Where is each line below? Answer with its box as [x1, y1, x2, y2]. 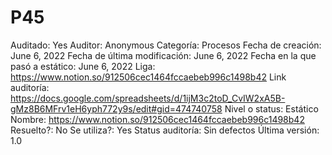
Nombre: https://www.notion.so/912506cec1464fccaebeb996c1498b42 [10, 113, 305, 125]
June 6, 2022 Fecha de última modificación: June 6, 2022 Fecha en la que [10, 49, 317, 61]
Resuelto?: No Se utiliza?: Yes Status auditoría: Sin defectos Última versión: [10, 124, 320, 136]
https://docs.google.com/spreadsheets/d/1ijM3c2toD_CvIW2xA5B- [10, 92, 286, 104]
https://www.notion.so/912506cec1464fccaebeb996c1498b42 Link [10, 71, 287, 83]
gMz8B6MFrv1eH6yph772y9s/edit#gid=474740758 [10, 102, 223, 115]
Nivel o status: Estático [224, 102, 319, 115]
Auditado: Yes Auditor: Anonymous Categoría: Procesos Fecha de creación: [10, 39, 322, 51]
